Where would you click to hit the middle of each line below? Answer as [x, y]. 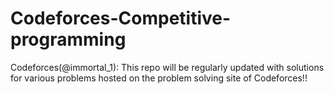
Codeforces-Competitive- [121, 18]
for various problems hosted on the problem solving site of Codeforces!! [159, 78]
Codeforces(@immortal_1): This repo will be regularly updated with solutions [167, 67]
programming [68, 39]
